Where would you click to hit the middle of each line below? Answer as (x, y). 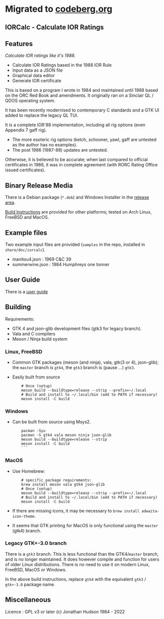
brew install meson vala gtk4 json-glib (63, 484)
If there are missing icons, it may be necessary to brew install (76, 511)
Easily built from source (36, 377)
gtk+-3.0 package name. (30, 584)
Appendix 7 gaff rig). (26, 130)
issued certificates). (25, 170)
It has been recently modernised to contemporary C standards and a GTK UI (82, 110)
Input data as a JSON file (37, 70)
